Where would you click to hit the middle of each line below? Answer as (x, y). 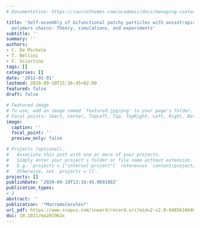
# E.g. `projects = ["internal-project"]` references (77, 165)
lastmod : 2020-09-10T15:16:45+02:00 (51, 83)
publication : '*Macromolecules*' (48, 204)
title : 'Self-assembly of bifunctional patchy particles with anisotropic (101, 22)
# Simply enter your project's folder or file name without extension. (100, 160)
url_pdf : (17, 210)
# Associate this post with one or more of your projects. (84, 155)
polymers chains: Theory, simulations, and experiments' (84, 28)
